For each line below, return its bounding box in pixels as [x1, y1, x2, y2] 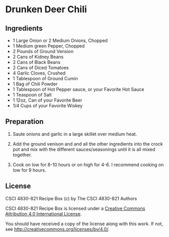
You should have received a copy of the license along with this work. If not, [5, 221, 163, 227]
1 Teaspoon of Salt [12, 92, 52, 98]
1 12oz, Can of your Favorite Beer [12, 97, 83, 103]
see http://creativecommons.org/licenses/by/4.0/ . [5, 226, 110, 232]
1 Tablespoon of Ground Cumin [12, 76, 78, 81]
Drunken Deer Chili [5, 4, 87, 15]
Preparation [5, 117, 44, 126]
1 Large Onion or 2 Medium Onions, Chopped [12, 37, 108, 43]
